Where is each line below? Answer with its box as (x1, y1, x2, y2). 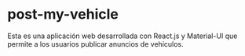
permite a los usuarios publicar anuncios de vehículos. (7, 39, 184, 48)
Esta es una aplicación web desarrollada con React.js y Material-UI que (7, 31, 238, 40)
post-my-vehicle (7, 5, 119, 23)
